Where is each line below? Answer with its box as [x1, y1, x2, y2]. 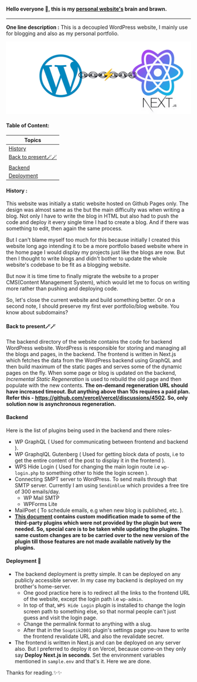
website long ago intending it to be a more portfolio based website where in [6, 243, 189, 250]
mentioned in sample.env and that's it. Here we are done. [14, 658, 151, 665]
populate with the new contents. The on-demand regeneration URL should [6, 382, 188, 389]
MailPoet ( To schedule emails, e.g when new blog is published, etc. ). [14, 507, 184, 514]
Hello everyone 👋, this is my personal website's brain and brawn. [6, 5, 167, 12]
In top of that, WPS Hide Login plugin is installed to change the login [23, 602, 186, 609]
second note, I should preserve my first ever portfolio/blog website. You [6, 303, 180, 310]
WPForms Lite [23, 500, 57, 507]
